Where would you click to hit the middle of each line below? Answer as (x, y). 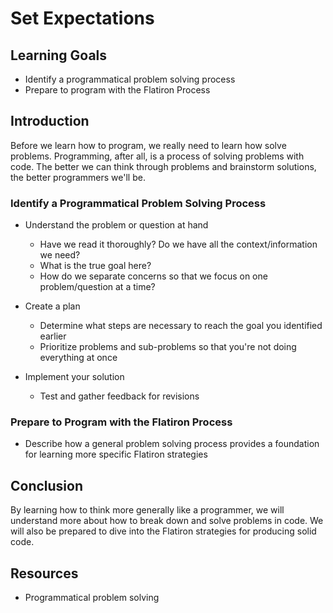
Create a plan (52, 306)
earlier (53, 336)
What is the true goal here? (95, 266)
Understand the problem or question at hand (116, 225)
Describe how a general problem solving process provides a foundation (172, 444)
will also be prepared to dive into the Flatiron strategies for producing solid (163, 531)
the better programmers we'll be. (78, 177)
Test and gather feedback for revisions (119, 396)
